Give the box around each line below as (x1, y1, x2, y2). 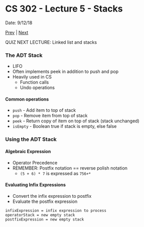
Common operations (5, 96, 49, 102)
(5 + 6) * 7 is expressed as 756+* (20, 170, 91, 176)
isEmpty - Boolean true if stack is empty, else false (12, 123, 117, 129)
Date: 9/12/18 (5, 20, 33, 26)
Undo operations (20, 85, 55, 91)
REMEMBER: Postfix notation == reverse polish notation (12, 165, 128, 171)
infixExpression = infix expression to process (5, 208, 107, 213)
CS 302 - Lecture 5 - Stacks (5, 3, 123, 15)
